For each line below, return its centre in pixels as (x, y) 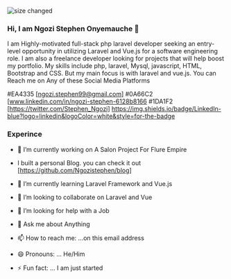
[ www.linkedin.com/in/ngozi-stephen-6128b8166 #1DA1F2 (90, 101)
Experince (25, 134)
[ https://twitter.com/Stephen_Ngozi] (59, 109)
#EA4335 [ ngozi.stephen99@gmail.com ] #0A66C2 (80, 94)
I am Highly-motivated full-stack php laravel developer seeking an (101, 44)
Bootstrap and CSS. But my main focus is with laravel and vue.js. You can (112, 74)
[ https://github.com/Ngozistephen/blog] (74, 170)
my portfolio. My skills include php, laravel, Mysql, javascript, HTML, (105, 66)
